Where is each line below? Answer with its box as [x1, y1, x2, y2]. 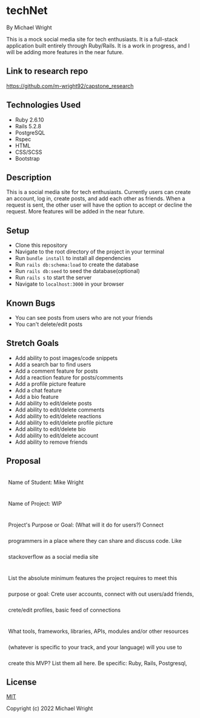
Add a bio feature [15, 393, 59, 400]
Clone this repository [15, 241, 68, 249]
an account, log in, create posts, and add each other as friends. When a [6, 195, 185, 202]
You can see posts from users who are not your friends [15, 314, 153, 321]
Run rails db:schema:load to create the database [15, 261, 139, 268]
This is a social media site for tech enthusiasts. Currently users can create [6, 188, 191, 196]
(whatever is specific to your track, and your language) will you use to [8, 643, 182, 651]
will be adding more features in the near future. [6, 48, 124, 55]
